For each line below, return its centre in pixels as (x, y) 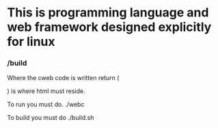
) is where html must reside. (46, 91)
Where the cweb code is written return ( (63, 78)
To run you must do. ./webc (46, 105)
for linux (31, 42)
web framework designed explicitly (109, 27)
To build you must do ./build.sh (51, 118)
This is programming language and (108, 13)
